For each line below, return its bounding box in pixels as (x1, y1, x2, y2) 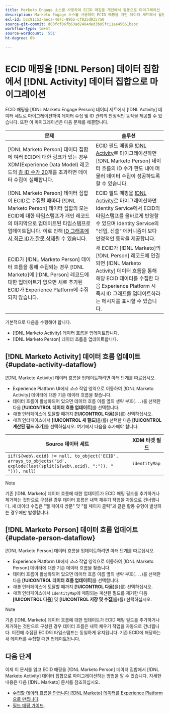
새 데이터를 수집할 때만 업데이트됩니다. (5, 636, 80, 642)
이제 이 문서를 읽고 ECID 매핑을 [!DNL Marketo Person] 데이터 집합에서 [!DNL (5, 666, 159, 673)
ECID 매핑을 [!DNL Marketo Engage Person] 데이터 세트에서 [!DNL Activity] (5, 106, 157, 112)
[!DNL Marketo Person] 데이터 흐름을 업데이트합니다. (12, 336, 118, 342)
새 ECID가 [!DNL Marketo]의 (96, 244, 161, 251)
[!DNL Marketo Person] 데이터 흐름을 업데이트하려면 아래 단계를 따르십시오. (5, 548, 155, 554)
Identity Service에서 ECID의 (96, 204, 160, 211)
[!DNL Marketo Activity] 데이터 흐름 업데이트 (5, 352, 141, 361)
